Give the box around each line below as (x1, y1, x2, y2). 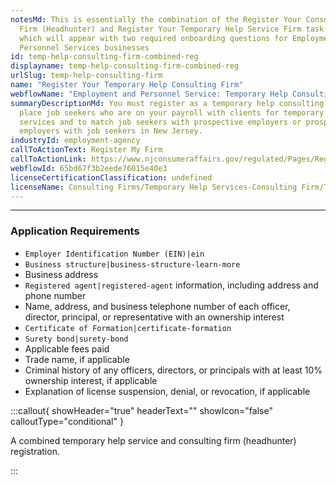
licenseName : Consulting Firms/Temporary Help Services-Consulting (10, 182, 298, 192)
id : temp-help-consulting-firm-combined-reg (10, 52, 199, 62)
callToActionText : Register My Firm (10, 145, 163, 155)
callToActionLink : (10, 154, 87, 164)
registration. (10, 445, 60, 457)
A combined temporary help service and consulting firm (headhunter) (10, 434, 297, 446)
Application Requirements (10, 224, 140, 238)
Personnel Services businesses (19, 42, 150, 53)
